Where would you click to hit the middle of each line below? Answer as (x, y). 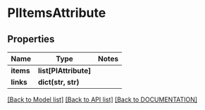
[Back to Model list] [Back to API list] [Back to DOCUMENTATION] (103, 99)
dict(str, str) (58, 82)
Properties (31, 39)
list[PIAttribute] (64, 71)
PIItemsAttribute (57, 13)
